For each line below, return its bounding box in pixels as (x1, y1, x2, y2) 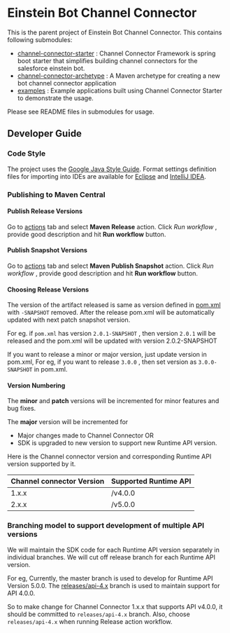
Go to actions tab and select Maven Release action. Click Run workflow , (7, 222, 217, 231)
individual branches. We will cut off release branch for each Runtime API (7, 552, 215, 561)
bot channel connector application (17, 79, 117, 87)
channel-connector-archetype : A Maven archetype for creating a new (17, 72, 220, 80)
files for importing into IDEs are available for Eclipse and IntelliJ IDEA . (7, 172, 206, 180)
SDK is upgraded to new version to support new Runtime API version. (17, 439, 217, 447)
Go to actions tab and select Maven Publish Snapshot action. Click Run (7, 261, 214, 270)
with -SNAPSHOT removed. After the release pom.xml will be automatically (7, 308, 215, 317)
